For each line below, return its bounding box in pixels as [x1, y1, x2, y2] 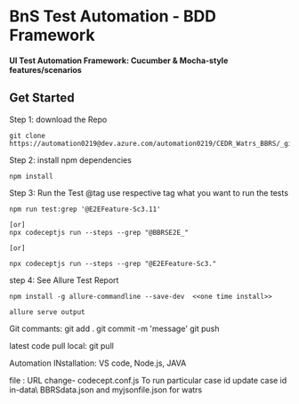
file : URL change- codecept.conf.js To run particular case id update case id [9, 375, 287, 385]
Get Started [9, 91, 75, 106]
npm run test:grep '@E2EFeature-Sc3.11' [9, 205, 162, 214]
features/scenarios [9, 64, 82, 75]
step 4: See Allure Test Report [9, 274, 119, 286]
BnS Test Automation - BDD [9, 6, 216, 27]
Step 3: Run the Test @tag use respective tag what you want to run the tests [9, 187, 289, 198]
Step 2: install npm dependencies [9, 154, 132, 166]
